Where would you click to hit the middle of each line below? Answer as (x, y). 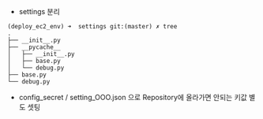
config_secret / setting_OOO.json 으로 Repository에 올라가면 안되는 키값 (133, 97)
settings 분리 (39, 11)
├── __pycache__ (34, 47)
